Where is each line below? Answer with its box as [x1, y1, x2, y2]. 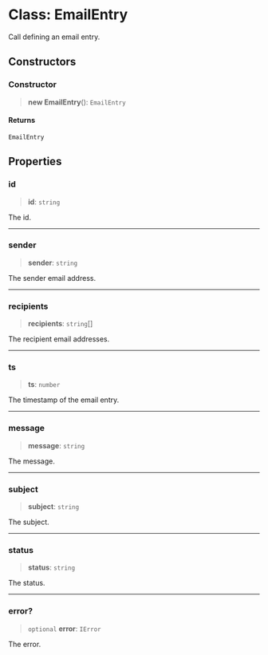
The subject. [8, 517, 49, 527]
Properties [8, 155, 62, 168]
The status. [8, 578, 45, 588]
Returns [8, 116, 36, 125]
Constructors [8, 55, 77, 69]
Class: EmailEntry [8, 6, 128, 24]
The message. [8, 456, 56, 466]
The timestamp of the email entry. [8, 395, 120, 404]
